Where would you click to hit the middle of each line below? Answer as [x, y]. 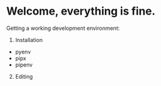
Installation [29, 40]
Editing [24, 76]
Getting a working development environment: [63, 28]
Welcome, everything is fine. [81, 11]
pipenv [24, 65]
